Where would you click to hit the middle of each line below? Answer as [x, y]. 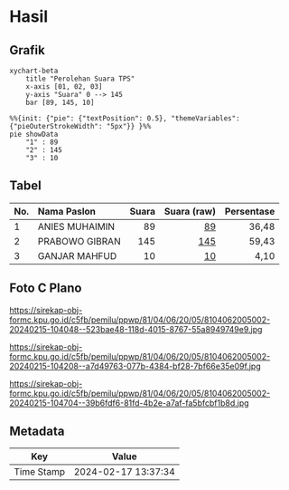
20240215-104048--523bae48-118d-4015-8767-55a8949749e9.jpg [136, 329]
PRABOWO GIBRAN [79, 241]
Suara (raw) [190, 211]
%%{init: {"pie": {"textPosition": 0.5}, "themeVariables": [125, 119]
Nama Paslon [67, 211]
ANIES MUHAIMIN [76, 226]
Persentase [250, 211]
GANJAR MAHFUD [77, 255]
